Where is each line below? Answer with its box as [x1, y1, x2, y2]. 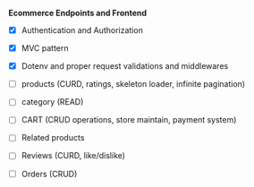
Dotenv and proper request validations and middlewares [21, 61, 229, 72]
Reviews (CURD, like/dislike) [21, 150, 126, 161]
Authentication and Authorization [21, 25, 144, 35]
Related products [21, 132, 85, 143]
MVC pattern [21, 43, 69, 54]
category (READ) [21, 97, 84, 107]
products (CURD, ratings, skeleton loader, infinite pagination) [21, 79, 246, 89]
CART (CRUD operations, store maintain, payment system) [21, 115, 237, 125]
